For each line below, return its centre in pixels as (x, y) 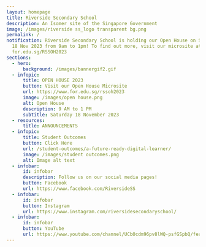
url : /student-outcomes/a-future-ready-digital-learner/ (97, 149)
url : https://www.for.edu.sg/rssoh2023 (73, 92)
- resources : (29, 120)
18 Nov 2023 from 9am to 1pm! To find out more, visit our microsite (102, 47)
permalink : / (23, 35)
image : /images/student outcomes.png (71, 154)
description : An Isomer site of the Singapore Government (82, 23)
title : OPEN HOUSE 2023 (53, 80)
